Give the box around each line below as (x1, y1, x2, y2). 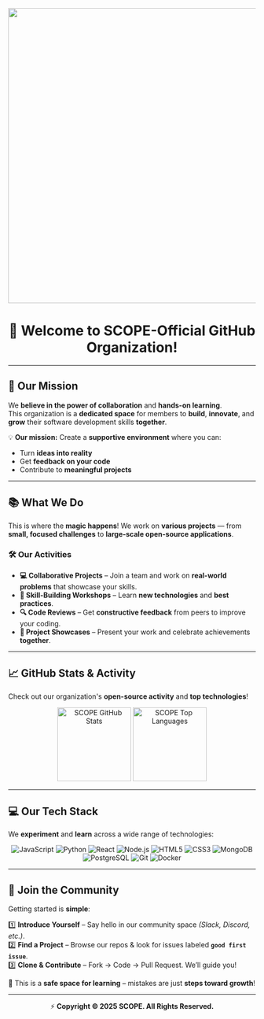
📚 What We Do (8, 496, 84, 510)
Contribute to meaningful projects (19, 464, 132, 474)
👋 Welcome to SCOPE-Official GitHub (8, 322, 256, 340)
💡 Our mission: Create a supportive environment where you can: (8, 432, 222, 441)
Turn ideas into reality (19, 448, 93, 457)
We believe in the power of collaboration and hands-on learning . (8, 401, 222, 410)
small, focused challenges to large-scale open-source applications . (8, 529, 234, 538)
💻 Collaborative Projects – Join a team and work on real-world (19, 570, 227, 580)
